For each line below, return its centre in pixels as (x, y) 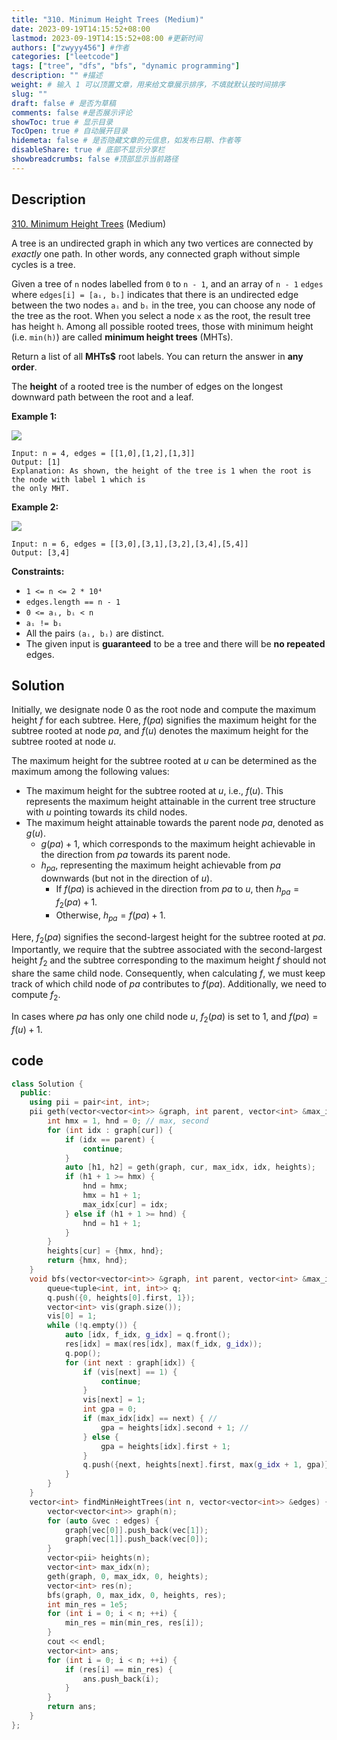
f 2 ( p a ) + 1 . (76, 903)
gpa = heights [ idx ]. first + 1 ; (165, 1446)
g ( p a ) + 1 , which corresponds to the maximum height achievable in (178, 844)
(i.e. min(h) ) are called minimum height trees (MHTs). (122, 337)
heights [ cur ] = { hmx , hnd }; (105, 1251)
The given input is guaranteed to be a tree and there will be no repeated (175, 643)
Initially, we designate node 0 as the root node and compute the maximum (163, 710)
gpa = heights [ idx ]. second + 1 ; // (174, 1427)
